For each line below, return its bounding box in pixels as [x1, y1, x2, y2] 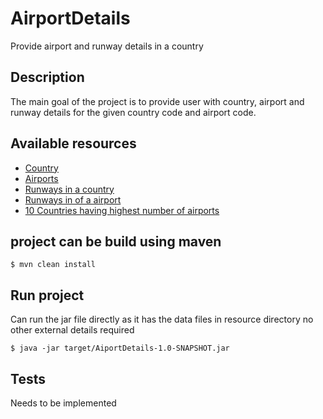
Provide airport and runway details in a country [10, 40, 204, 52]
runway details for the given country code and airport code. [10, 106, 257, 118]
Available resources [10, 135, 137, 152]
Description [10, 69, 85, 86]
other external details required [10, 324, 135, 336]
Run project [10, 287, 85, 304]
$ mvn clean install [10, 260, 97, 270]
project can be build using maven [10, 233, 222, 250]
